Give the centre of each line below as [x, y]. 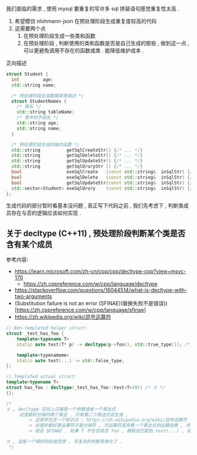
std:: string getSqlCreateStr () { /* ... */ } [77, 150]
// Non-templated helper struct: [47, 328]
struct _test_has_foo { [35, 334]
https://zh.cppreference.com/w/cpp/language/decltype [90, 284]
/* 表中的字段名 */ [38, 118]
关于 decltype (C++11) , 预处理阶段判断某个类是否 [96, 233]
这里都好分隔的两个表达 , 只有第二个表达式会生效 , [74, 414]
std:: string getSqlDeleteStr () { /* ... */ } [77, 155]
